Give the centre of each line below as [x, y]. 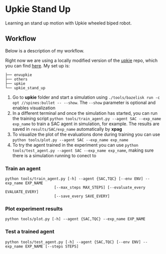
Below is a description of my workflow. [45, 50]
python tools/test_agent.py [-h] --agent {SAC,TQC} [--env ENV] [73, 242]
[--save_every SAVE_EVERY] [82, 196]
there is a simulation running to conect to [54, 155]
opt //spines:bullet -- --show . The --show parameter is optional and [84, 102]
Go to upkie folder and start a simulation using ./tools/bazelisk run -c [86, 97]
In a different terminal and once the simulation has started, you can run [85, 113]
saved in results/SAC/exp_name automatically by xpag [67, 129]
